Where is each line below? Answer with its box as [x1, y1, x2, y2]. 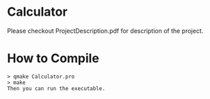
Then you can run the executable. [7, 85, 106, 92]
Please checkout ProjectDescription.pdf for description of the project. [7, 27, 204, 35]
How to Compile [7, 51, 99, 66]
